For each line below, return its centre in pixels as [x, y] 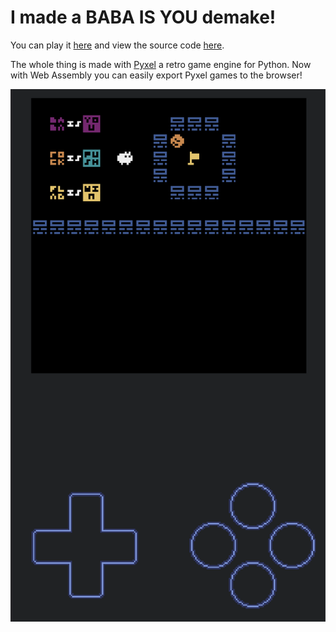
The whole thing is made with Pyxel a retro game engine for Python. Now [161, 64]
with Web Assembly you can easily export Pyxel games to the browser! [156, 75]
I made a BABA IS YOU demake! [143, 17]
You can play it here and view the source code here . [117, 45]
